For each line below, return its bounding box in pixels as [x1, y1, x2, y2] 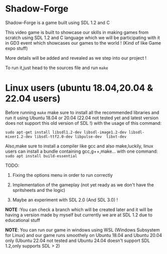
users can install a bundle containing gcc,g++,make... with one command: [5, 148, 158, 154]
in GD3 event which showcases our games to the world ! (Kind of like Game [5, 40, 161, 46]
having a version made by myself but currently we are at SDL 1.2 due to [5, 211, 153, 218]
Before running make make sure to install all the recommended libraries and [5, 109, 159, 115]
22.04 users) [5, 93, 61, 104]
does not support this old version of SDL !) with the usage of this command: [5, 120, 162, 126]
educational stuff [5, 217, 40, 223]
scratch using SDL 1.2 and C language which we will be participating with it [5, 35, 160, 41]
